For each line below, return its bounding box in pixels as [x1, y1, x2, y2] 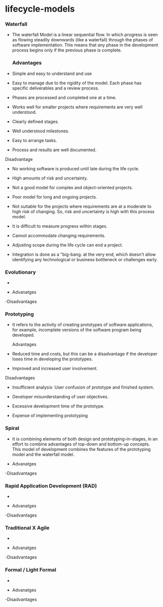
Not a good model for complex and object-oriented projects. [12, 184, 133, 190]
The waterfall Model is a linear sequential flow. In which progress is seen [12, 32, 158, 37]
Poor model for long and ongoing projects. [12, 194, 97, 200]
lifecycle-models [5, 3, 75, 15]
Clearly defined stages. [12, 118, 59, 125]
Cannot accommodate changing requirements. [12, 232, 106, 238]
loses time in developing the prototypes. [12, 356, 93, 362]
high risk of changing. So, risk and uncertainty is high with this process [12, 208, 155, 214]
